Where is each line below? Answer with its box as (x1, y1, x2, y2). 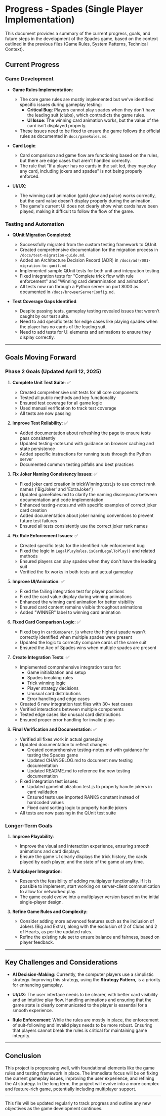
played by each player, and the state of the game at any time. (19, 859, 144, 864)
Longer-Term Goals (5, 822, 53, 829)
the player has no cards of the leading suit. (19, 323, 107, 330)
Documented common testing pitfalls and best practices (19, 461, 134, 467)
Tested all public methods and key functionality (19, 395, 116, 401)
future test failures (19, 517, 58, 523)
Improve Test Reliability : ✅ (12, 420, 68, 426)
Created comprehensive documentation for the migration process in (19, 247, 158, 253)
